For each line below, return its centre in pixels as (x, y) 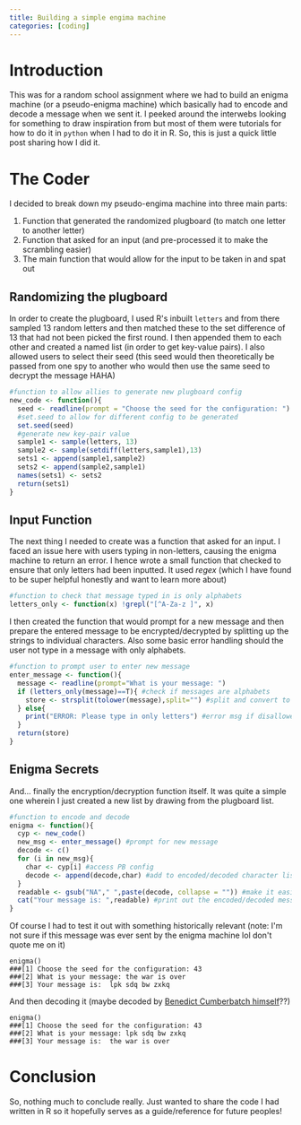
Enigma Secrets (54, 770)
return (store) (43, 733)
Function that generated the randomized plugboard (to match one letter (154, 221)
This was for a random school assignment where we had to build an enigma (149, 95)
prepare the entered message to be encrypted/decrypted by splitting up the (149, 631)
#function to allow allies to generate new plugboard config (126, 392)
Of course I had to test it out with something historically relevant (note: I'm (146, 926)
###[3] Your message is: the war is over (90, 1042)
